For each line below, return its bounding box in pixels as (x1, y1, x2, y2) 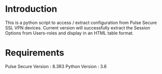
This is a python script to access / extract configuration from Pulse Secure (5, 20, 157, 25)
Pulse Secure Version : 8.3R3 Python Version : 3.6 (5, 63, 107, 69)
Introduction (5, 3, 57, 15)
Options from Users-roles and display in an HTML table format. (5, 30, 134, 36)
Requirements (5, 48, 64, 58)
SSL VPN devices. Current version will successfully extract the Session (5, 25, 150, 30)
